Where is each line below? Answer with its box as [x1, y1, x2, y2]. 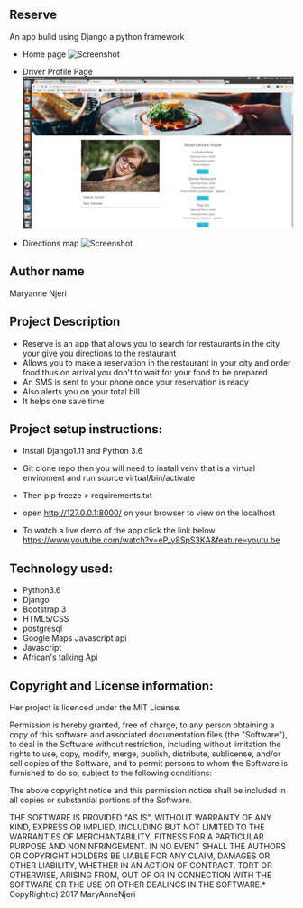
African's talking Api [22, 652, 98, 662]
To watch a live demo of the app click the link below [22, 525, 216, 536]
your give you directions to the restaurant [22, 347, 177, 358]
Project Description [9, 314, 121, 329]
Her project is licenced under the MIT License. [9, 701, 182, 712]
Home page [22, 49, 67, 60]
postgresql [22, 623, 63, 635]
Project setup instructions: [9, 422, 163, 437]
